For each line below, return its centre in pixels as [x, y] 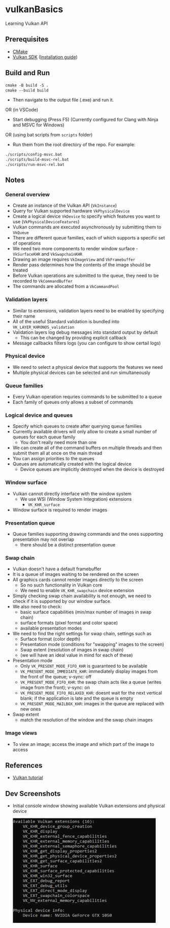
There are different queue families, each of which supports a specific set [89, 238]
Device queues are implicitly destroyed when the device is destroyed [92, 469]
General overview [27, 194]
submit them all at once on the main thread [57, 453]
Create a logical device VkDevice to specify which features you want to [86, 216]
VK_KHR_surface [44, 505]
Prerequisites [27, 39]
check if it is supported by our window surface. [62, 601]
